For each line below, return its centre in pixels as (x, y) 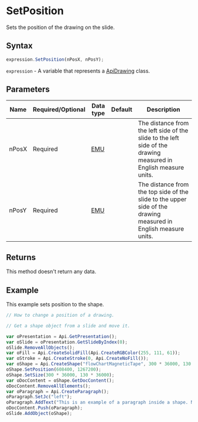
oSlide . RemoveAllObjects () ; (41, 348)
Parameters (28, 90)
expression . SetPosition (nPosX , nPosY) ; (55, 59)
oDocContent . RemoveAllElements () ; (49, 386)
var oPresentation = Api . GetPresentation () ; (62, 336)
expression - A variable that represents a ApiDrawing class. (78, 71)
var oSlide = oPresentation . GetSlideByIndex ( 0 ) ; (67, 342)
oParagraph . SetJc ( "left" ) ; (39, 397)
